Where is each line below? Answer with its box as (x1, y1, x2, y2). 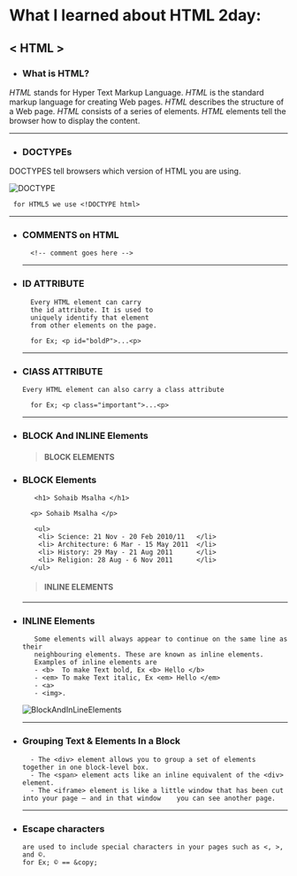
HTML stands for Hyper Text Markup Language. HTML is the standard (9, 87, 264, 97)
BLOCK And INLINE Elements (21, 429, 148, 442)
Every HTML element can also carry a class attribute (21, 386, 225, 395)
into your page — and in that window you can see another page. (21, 794, 276, 803)
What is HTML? (21, 67, 90, 80)
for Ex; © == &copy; (21, 857, 98, 867)
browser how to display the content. (9, 115, 141, 126)
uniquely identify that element (30, 313, 149, 322)
